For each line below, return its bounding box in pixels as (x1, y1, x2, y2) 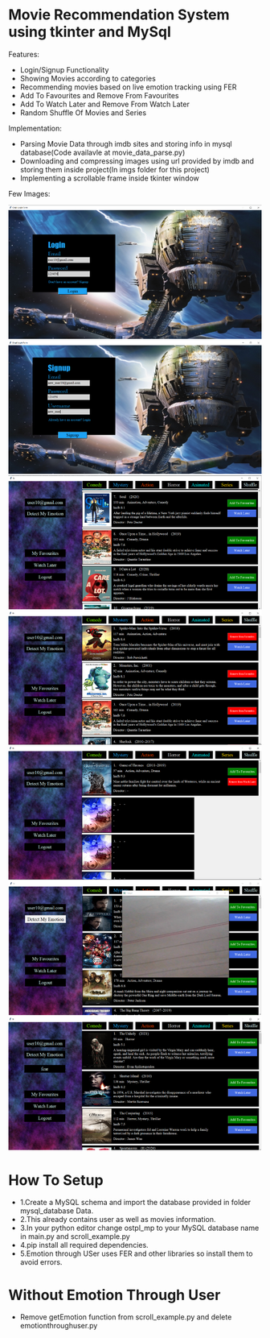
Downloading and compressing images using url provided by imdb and (19, 155, 255, 166)
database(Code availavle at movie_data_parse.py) (19, 147, 186, 157)
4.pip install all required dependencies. (19, 1241, 149, 1250)
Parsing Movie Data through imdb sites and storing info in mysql (19, 139, 232, 148)
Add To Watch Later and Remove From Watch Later (19, 99, 190, 109)
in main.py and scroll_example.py (19, 1232, 130, 1241)
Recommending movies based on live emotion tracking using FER (19, 82, 237, 92)
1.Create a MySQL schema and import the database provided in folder (19, 1198, 252, 1208)
